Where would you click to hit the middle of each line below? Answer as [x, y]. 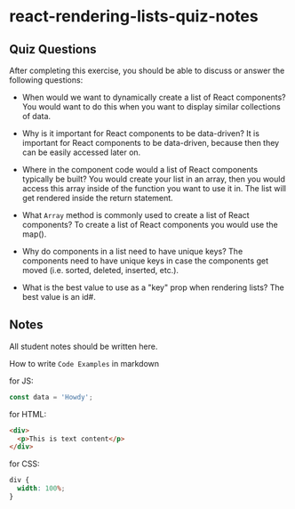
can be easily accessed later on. [81, 152]
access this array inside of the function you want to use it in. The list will [154, 188]
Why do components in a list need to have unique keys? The [132, 251]
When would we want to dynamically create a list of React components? [154, 97]
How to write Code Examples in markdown [84, 363]
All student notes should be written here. [84, 346]
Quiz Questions [53, 49]
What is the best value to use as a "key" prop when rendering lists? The [153, 287]
